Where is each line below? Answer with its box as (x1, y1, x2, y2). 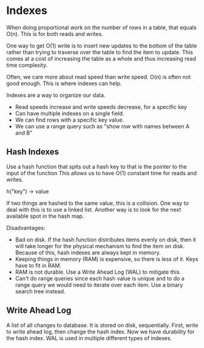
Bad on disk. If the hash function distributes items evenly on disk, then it (15, 235, 196, 243)
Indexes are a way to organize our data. (6, 91, 105, 99)
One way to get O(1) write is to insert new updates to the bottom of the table (6, 42, 197, 49)
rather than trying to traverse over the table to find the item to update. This (6, 48, 193, 55)
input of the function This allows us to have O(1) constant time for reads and (6, 169, 197, 176)
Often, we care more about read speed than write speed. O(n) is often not (6, 73, 191, 80)
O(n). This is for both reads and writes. (6, 30, 104, 37)
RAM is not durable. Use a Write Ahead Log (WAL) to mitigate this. (15, 268, 181, 276)
